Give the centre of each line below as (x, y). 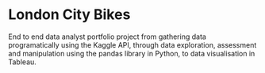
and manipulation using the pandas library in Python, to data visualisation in (132, 53)
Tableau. (23, 62)
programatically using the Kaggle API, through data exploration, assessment (132, 44)
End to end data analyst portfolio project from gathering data (107, 36)
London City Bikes (69, 15)
